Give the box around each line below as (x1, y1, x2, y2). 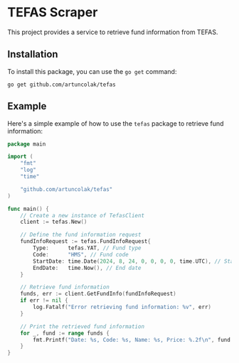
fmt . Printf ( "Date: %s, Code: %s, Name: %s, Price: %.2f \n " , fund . (33, 336, 234, 343)
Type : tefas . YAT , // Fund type (33, 244, 142, 252)
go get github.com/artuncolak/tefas (7, 81, 116, 88)
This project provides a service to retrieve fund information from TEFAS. (7, 28, 218, 36)
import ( (7, 153, 33, 161)
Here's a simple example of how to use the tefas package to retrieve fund (7, 119, 224, 128)
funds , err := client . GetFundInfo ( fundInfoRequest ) (20, 291, 176, 298)
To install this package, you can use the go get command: (7, 67, 177, 75)
